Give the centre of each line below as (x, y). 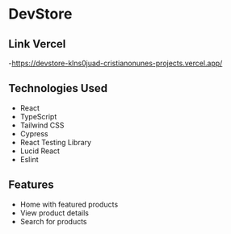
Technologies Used (58, 88)
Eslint (29, 159)
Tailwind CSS (42, 125)
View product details (54, 213)
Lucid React (40, 151)
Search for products (53, 221)
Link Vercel (37, 44)
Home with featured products (69, 204)
